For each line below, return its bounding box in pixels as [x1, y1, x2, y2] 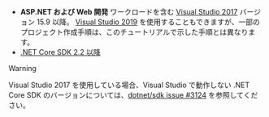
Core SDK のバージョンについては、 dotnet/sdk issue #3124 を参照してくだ [8, 90, 258, 99]
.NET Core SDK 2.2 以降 [20, 48, 102, 56]
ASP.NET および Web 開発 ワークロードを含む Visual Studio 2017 [20, 7, 238, 16]
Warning [8, 64, 37, 73]
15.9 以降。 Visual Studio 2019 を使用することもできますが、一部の [36, 17, 260, 27]
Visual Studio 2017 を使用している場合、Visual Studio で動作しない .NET [8, 80, 250, 90]
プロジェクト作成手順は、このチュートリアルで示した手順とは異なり [20, 27, 249, 36]
